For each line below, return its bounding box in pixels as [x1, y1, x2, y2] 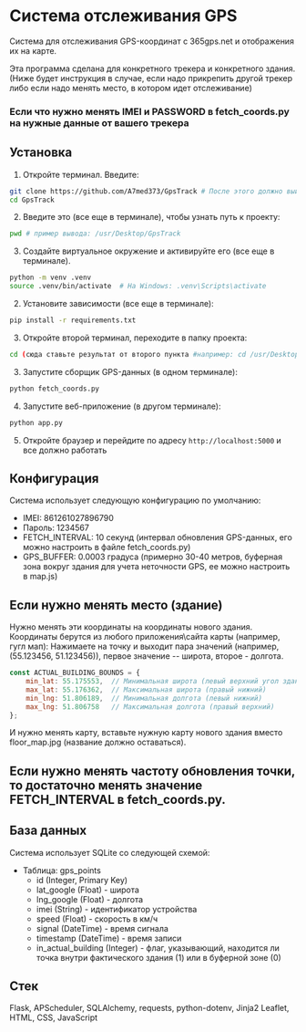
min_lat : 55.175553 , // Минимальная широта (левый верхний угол [25, 677, 280, 686]
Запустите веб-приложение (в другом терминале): [22, 401, 221, 412]
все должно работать [22, 444, 107, 455]
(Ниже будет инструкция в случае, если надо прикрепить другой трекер [9, 72, 293, 83]
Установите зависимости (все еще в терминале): [22, 298, 214, 309]
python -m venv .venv [9, 273, 92, 283]
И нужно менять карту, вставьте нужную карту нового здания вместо [9, 727, 283, 738]
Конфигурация [9, 471, 99, 486]
